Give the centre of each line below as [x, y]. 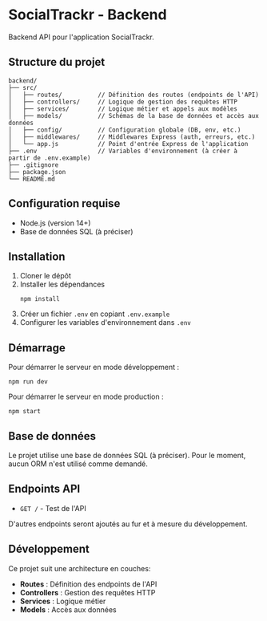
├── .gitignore [34, 165]
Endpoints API [44, 489]
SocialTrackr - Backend [88, 15]
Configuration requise [64, 203]
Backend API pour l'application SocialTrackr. [81, 37]
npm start [25, 412]
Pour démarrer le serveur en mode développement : [94, 367]
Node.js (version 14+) [55, 223]
